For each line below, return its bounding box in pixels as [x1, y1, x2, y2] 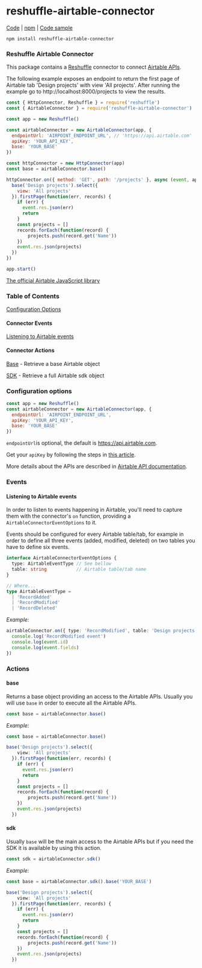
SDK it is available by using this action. [6, 844, 102, 852]
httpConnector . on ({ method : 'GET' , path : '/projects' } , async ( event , [6, 177, 189, 183]
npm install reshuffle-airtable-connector [6, 36, 114, 42]
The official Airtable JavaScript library [6, 277, 100, 284]
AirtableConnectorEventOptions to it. [6, 519, 97, 526]
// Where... [6, 583, 36, 589]
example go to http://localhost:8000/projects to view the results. [6, 88, 166, 95]
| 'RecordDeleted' [11, 605, 58, 611]
